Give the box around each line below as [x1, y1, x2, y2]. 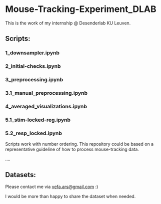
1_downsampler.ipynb [5, 49, 60, 56]
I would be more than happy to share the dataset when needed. [5, 193, 136, 199]
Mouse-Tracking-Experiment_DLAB [5, 3, 156, 15]
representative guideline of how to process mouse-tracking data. [5, 146, 139, 153]
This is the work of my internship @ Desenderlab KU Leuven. [5, 20, 131, 26]
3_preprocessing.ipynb [5, 76, 63, 83]
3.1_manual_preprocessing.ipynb [5, 90, 88, 97]
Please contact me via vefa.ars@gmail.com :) [5, 184, 98, 190]
